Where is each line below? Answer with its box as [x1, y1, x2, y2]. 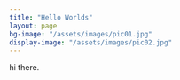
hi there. [9, 62, 40, 73]
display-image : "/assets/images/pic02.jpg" [9, 37, 173, 47]
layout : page [9, 21, 58, 30]
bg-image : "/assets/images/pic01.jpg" [9, 29, 153, 38]
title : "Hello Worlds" [9, 12, 93, 22]
